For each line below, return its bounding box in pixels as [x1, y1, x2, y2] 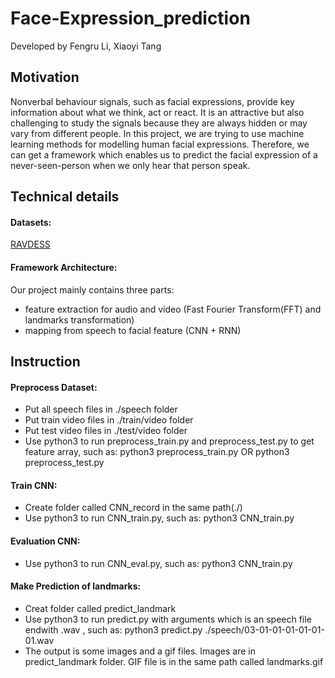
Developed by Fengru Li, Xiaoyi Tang [10, 40, 162, 52]
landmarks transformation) [24, 313, 135, 326]
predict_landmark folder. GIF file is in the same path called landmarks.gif [24, 655, 324, 667]
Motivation [10, 69, 80, 86]
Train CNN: [10, 479, 58, 491]
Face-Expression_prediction [10, 7, 251, 30]
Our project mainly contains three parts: [10, 283, 175, 296]
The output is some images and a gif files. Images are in [24, 645, 256, 657]
